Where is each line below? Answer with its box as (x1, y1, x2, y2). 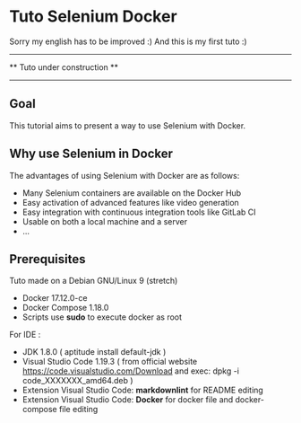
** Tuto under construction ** (9, 61, 119, 73)
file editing (58, 404, 99, 415)
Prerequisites (9, 251, 86, 267)
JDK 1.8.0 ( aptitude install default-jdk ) (21, 347, 167, 357)
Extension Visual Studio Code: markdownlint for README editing (21, 384, 264, 396)
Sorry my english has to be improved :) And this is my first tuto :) (9, 36, 248, 47)
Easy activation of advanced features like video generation (21, 197, 239, 207)
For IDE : (9, 330, 41, 340)
